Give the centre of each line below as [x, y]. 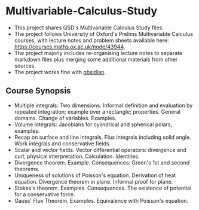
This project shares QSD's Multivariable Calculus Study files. [89, 28]
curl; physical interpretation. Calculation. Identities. [77, 156]
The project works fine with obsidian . [60, 72]
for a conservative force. [45, 194]
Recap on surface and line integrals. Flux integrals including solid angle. [103, 137]
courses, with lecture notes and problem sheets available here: [91, 40]
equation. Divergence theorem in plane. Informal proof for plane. [94, 181]
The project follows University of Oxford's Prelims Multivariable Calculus [104, 34]
